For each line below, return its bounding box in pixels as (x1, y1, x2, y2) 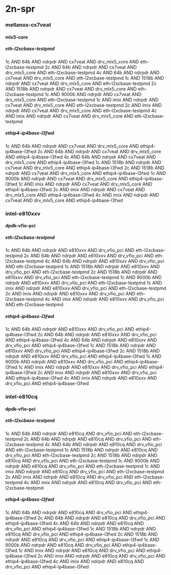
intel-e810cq (5, 393, 38, 400)
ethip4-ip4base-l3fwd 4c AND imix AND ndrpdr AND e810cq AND (5, 558, 144, 564)
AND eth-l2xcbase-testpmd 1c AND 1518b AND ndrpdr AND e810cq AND (5, 447, 158, 453)
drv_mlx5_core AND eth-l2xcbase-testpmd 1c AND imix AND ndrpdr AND (5, 97, 159, 103)
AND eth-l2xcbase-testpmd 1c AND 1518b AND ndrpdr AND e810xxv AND (5, 264, 160, 270)
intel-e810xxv (5, 210, 41, 217)
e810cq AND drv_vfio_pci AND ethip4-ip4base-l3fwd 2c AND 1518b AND (5, 531, 158, 537)
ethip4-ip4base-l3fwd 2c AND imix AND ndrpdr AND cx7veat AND (5, 186, 145, 192)
